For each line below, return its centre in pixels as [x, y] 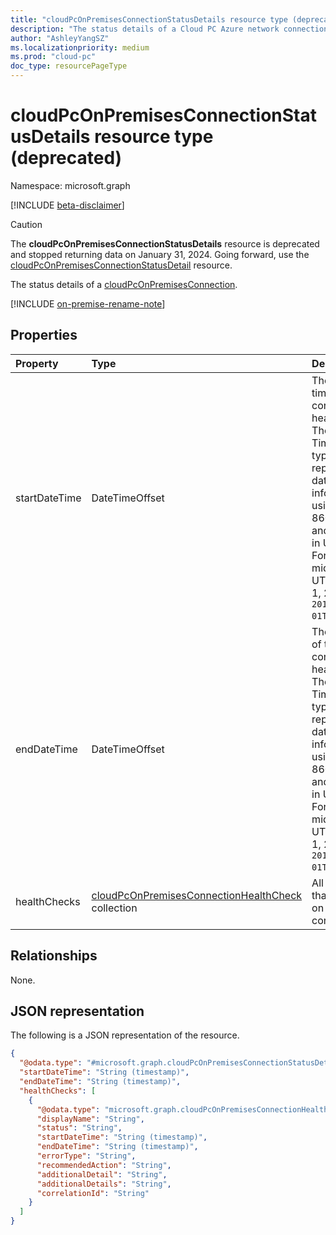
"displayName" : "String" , [90, 1119]
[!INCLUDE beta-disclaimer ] [67, 205]
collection [114, 908]
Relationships [54, 956]
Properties [44, 335]
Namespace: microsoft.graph [70, 185]
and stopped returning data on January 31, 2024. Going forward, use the [160, 254]
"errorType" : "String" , [86, 1156]
